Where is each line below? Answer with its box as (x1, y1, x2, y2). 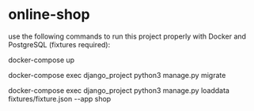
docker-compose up (8, 55, 75, 65)
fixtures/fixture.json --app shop (8, 94, 112, 103)
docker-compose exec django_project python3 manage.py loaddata (8, 85, 229, 95)
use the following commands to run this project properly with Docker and (8, 31, 247, 41)
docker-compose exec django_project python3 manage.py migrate (8, 70, 226, 80)
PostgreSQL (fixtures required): (8, 39, 111, 49)
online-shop (8, 6, 90, 24)
